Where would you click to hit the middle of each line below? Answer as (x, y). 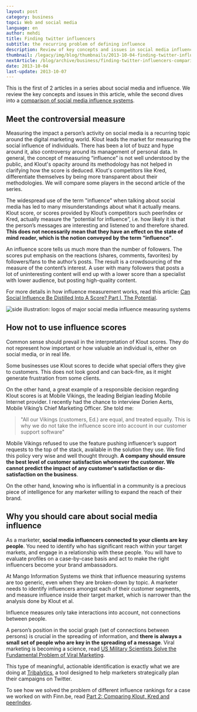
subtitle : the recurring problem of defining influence (76, 45)
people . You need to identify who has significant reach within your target (94, 546)
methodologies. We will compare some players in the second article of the (96, 183)
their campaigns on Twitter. (39, 679)
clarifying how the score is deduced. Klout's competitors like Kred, (86, 171)
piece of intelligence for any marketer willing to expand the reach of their (94, 492)
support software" (43, 432)
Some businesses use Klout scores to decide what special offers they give (96, 365)
